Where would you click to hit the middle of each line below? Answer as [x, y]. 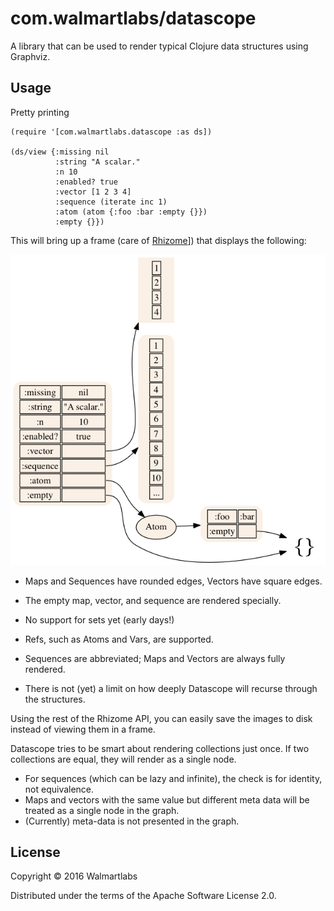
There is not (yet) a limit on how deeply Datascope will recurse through [171, 688]
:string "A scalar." [97, 162]
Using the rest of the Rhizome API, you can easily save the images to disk [161, 718]
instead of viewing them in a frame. [83, 729]
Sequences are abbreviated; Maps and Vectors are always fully [155, 658]
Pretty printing [40, 112]
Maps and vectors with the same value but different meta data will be [167, 799]
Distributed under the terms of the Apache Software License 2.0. [143, 896]
